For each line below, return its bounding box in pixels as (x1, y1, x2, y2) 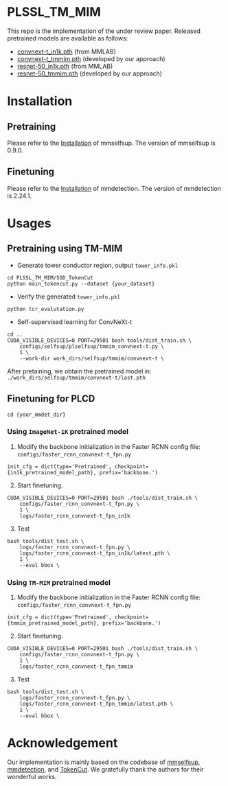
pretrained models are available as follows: (7, 34, 128, 42)
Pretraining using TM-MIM (7, 243, 123, 255)
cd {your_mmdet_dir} (7, 411, 67, 418)
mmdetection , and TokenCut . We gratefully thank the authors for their (7, 765, 204, 774)
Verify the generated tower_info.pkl (16, 292, 121, 301)
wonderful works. (7, 773, 57, 781)
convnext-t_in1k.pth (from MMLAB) (16, 47, 117, 56)
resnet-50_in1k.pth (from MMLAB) (16, 62, 113, 70)
